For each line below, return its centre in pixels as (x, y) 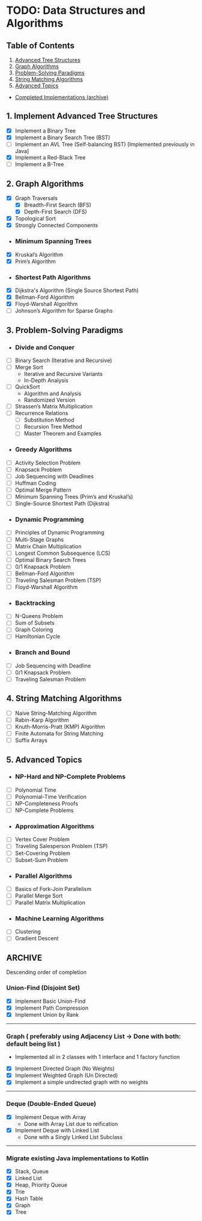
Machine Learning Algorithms (59, 919)
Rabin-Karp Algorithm (42, 720)
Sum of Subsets (35, 623)
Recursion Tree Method (53, 427)
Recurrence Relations (41, 413)
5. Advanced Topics (44, 760)
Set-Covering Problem (43, 853)
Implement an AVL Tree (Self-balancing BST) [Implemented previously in (105, 144)
